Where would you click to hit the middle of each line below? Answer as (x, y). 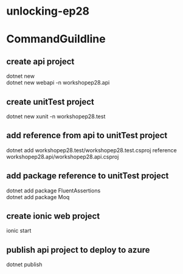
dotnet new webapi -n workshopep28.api (58, 83)
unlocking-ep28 (48, 11)
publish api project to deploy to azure (78, 250)
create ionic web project (53, 216)
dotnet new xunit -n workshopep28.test (56, 116)
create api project (40, 61)
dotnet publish (24, 265)
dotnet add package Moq (38, 197)
